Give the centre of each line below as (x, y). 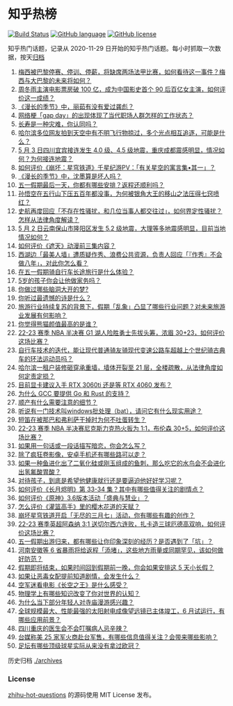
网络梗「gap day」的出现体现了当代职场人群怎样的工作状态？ (106, 115)
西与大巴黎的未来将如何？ (55, 80)
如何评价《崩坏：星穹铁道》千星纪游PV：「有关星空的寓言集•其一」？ (117, 167)
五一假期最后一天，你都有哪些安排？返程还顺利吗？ (91, 184)
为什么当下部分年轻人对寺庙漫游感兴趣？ (76, 602)
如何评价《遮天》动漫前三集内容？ (67, 246)
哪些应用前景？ (39, 619)
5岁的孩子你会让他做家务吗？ (59, 280)
